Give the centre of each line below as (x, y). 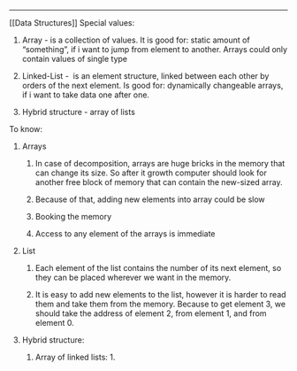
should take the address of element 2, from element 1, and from (151, 313)
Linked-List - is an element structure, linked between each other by (145, 76)
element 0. (55, 323)
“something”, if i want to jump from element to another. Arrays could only (155, 49)
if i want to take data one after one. (86, 95)
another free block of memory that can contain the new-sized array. (159, 182)
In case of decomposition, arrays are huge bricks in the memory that (160, 163)
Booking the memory (73, 216)
